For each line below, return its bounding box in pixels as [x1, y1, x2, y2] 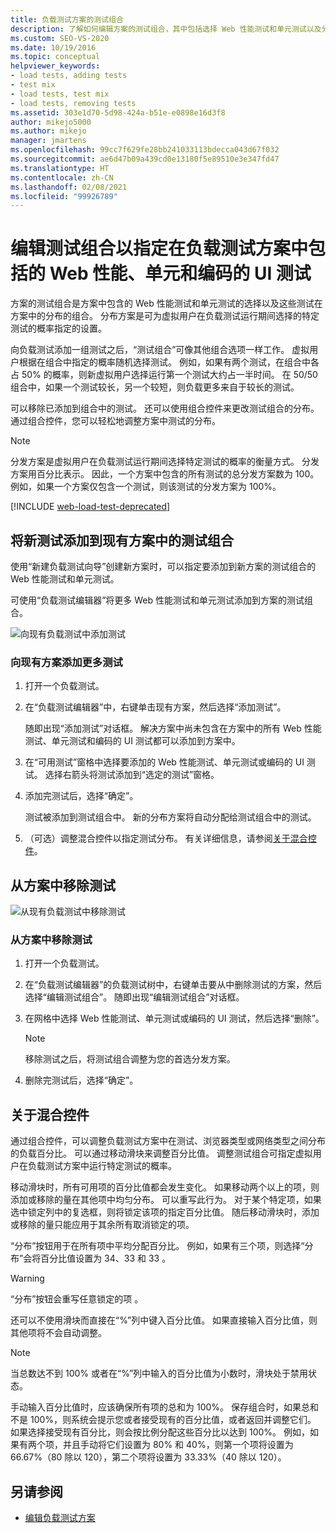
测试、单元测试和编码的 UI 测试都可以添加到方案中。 [24, 735, 241, 747]
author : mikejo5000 [10, 117, 92, 127]
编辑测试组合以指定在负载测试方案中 [10, 237, 309, 260]
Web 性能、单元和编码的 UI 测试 [49, 262, 312, 285]
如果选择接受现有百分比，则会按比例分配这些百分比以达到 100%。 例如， [10, 1426, 310, 1438]
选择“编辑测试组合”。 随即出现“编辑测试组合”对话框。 [24, 991, 245, 1003]
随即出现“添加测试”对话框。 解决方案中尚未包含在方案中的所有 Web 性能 [24, 722, 322, 735]
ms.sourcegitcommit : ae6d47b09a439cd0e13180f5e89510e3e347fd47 [10, 154, 280, 164]
